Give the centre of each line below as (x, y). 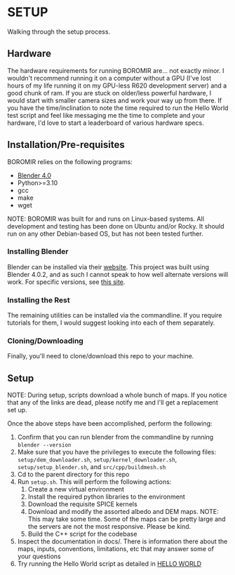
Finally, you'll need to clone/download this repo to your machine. (101, 356)
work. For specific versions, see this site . (66, 282)
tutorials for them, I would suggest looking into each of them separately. (111, 323)
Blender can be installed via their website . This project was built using (108, 266)
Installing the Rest (39, 300)
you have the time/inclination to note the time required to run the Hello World (118, 108)
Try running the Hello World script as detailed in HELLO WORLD (109, 564)
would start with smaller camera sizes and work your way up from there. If (115, 100)
